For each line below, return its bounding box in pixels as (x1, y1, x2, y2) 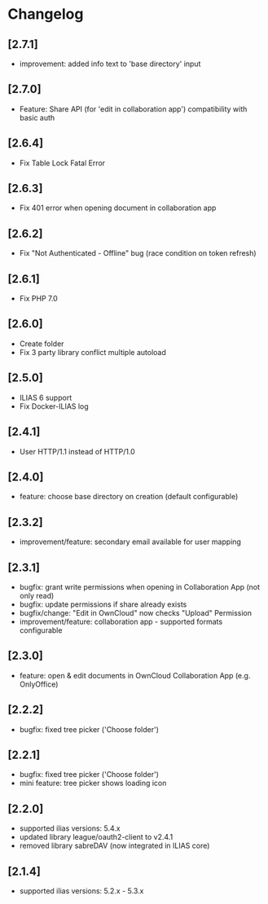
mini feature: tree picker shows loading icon (19, 779, 167, 788)
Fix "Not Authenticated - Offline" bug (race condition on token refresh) (19, 248, 257, 258)
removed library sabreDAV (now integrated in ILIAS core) (19, 840, 210, 851)
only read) (19, 590, 55, 600)
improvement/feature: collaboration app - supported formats (19, 617, 223, 626)
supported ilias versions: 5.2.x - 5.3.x (19, 886, 144, 896)
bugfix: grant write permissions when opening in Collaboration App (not (19, 581, 261, 591)
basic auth (19, 112, 55, 122)
